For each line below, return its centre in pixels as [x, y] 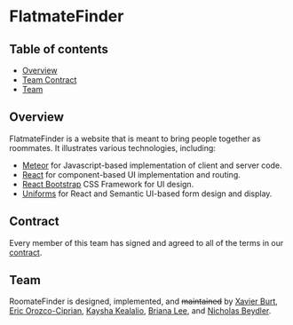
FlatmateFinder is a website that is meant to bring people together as [135, 139]
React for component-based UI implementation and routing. [131, 174]
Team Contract [49, 80]
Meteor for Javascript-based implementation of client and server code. [152, 165]
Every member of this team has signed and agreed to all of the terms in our [146, 242]
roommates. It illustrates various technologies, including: [112, 147]
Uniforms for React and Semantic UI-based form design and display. [147, 194]
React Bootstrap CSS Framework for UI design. [108, 184]
